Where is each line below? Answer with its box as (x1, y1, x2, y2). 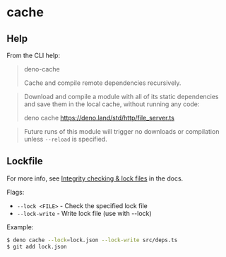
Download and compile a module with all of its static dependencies (23, 93, 220, 101)
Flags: (6, 188, 25, 196)
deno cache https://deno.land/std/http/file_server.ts (23, 114, 174, 122)
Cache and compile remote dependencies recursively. (23, 79, 182, 87)
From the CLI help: (6, 51, 61, 59)
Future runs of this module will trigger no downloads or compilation (23, 127, 220, 135)
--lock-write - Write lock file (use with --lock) (16, 209, 153, 217)
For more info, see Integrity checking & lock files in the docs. (6, 174, 184, 183)
